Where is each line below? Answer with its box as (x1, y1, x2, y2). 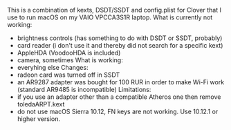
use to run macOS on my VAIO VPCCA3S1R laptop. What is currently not (7, 13, 213, 21)
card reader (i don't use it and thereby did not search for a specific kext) (17, 41, 223, 49)
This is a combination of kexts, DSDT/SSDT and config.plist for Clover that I (7, 6, 221, 14)
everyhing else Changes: (17, 64, 89, 71)
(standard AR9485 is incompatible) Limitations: (17, 86, 151, 93)
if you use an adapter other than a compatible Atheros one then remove (17, 93, 221, 101)
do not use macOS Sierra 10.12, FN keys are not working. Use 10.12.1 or (17, 107, 219, 115)
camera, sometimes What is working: (17, 56, 123, 64)
